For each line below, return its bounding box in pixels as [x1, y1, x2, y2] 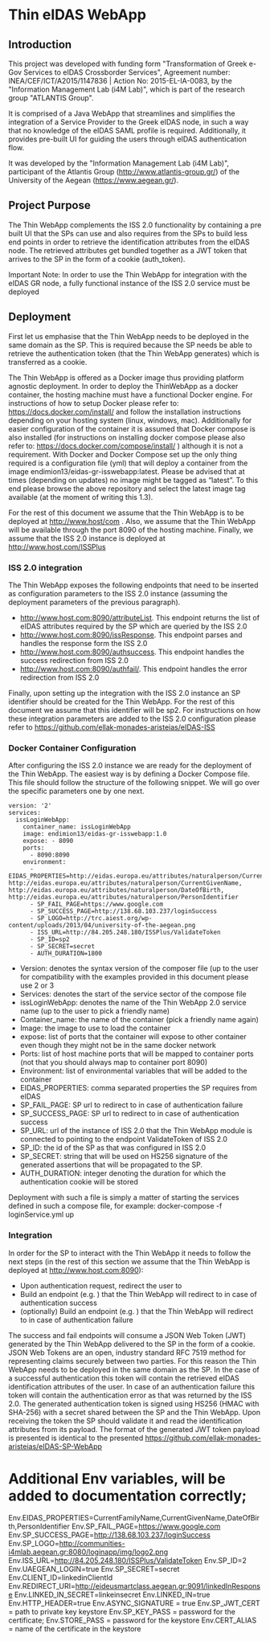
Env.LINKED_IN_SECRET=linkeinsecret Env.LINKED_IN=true [14, 1590, 211, 1600]
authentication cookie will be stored [19, 1177, 138, 1187]
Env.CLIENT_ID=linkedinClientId [8, 1573, 113, 1582]
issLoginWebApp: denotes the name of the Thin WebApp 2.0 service [19, 998, 247, 1008]
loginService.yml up [8, 1209, 75, 1219]
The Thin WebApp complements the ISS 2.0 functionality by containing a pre [8, 219, 262, 230]
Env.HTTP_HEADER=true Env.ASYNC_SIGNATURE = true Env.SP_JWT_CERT [8, 1598, 261, 1608]
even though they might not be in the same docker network [19, 1041, 217, 1050]
